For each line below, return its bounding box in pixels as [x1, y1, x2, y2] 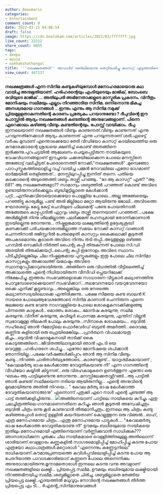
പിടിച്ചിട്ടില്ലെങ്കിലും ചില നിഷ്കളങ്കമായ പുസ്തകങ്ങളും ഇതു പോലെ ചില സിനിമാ [5, 253, 151, 259]
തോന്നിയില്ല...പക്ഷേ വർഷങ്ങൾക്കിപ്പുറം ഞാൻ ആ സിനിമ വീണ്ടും [5, 351, 130, 357]
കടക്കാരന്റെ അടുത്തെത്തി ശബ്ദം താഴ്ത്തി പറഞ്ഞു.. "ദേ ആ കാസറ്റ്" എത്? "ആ [5, 176, 155, 182]
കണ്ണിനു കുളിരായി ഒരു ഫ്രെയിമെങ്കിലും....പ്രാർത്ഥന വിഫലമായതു [5, 329, 131, 335]
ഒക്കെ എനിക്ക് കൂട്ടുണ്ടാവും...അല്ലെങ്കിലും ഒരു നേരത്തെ [5, 285, 109, 291]
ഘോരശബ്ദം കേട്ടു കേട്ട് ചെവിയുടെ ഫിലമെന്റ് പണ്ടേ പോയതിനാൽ [5, 203, 136, 209]
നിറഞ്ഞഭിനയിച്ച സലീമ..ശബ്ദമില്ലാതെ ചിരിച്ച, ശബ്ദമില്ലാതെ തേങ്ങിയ [5, 472, 140, 478]
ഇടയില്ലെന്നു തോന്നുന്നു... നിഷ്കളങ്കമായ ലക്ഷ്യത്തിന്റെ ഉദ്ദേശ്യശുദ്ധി [5, 220, 134, 226]
